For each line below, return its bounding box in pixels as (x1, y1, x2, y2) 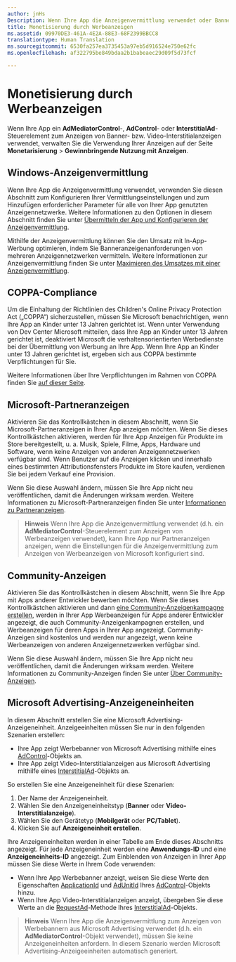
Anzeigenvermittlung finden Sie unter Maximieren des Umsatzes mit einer (7, 259, 221, 267)
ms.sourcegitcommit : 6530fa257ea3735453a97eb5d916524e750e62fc (7, 43, 197, 50)
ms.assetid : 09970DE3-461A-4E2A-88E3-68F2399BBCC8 (7, 30, 159, 37)
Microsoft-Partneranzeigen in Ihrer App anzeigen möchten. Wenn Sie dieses (7, 425, 228, 434)
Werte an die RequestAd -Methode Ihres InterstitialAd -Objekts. (17, 903, 198, 911)
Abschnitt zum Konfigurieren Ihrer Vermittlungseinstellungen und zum (7, 193, 209, 201)
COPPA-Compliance (7, 287, 98, 299)
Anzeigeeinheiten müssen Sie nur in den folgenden (57, 723, 205, 732)
